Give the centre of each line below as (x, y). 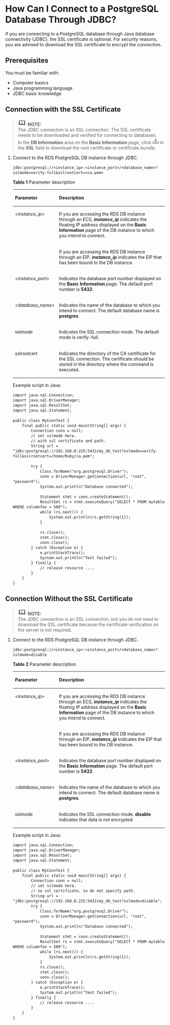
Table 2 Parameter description (44, 664)
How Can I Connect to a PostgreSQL (82, 9)
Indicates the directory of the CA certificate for (107, 353)
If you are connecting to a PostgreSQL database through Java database (80, 34)
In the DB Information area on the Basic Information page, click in (91, 142)
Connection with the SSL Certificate (63, 110)
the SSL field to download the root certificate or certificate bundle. (87, 147)
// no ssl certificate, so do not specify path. (83, 891)
